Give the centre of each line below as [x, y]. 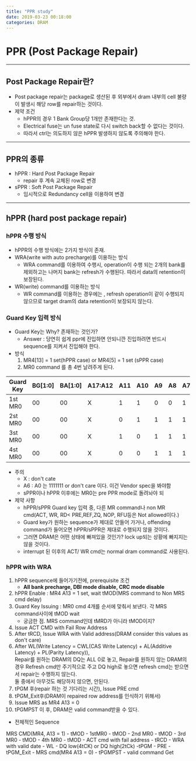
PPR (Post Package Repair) [72, 51]
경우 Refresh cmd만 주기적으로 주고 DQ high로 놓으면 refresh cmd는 [94, 667]
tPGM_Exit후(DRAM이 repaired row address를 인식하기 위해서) [87, 696]
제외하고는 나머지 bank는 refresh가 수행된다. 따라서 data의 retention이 [104, 272]
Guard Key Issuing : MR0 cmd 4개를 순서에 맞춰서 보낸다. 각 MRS [91, 606]
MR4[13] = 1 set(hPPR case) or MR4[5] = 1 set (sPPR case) [93, 360]
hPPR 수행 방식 [26, 236]
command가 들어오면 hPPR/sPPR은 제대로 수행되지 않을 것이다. [96, 529]
